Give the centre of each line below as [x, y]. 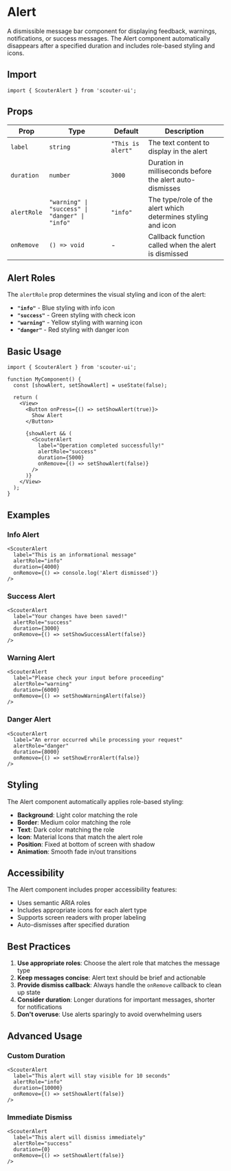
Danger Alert [29, 719]
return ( [26, 398]
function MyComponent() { [44, 379]
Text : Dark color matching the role [66, 830]
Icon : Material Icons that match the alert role [80, 836]
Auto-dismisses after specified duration [73, 925]
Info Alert [23, 534]
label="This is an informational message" [75, 555]
